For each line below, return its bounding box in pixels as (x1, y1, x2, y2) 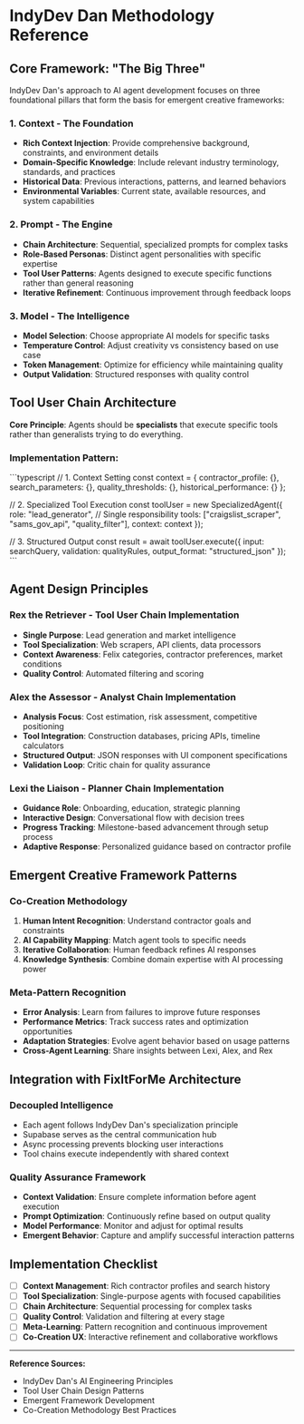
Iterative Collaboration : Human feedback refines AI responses (22, 944, 257, 955)
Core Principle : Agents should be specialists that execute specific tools (9, 419, 279, 430)
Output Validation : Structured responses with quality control (22, 368, 250, 379)
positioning (22, 720, 65, 731)
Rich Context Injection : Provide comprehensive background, (22, 138, 251, 149)
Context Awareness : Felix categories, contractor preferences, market (22, 649, 283, 659)
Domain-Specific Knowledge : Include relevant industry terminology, (22, 157, 280, 168)
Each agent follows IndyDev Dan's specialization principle (22, 1119, 239, 1130)
